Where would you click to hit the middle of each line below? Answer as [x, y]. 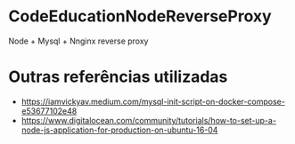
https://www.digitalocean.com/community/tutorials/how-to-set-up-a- [149, 120]
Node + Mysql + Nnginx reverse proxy [78, 41]
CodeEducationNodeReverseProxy [140, 16]
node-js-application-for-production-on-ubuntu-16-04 [119, 130]
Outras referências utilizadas [118, 77]
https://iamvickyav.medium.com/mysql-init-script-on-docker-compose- [153, 101]
